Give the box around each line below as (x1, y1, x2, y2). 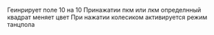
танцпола (7, 21, 35, 28)
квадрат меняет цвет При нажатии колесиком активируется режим (7, 13, 208, 21)
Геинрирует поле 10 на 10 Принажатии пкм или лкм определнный (7, 6, 202, 14)
